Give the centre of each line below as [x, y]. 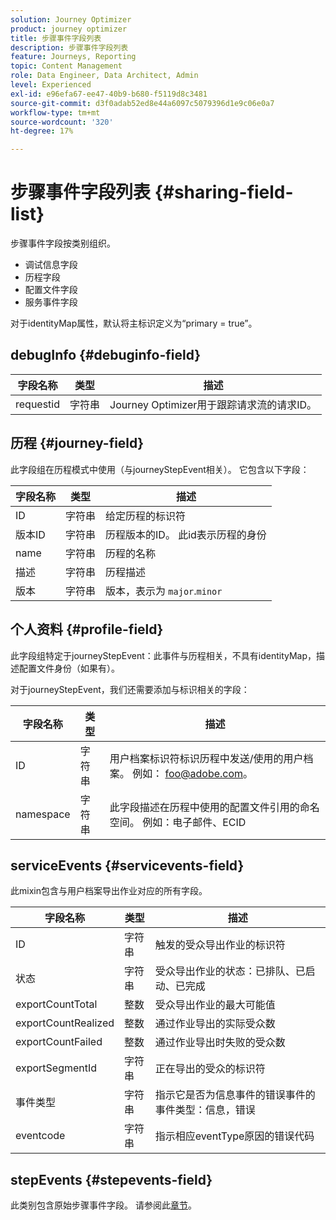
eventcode [40, 1136]
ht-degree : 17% [42, 131]
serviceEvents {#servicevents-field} [127, 865]
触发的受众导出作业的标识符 [220, 945]
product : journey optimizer [69, 29]
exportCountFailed [59, 1042]
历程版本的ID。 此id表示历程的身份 [186, 534]
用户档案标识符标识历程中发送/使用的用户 [206, 758]
